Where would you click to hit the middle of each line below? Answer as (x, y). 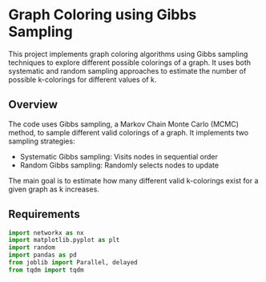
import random (32, 248)
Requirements (44, 214)
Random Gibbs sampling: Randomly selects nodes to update (119, 165)
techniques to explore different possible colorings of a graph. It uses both (129, 62)
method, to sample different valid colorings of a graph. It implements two (129, 132)
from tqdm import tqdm (46, 270)
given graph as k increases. (54, 189)
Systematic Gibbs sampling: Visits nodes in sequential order (119, 156)
